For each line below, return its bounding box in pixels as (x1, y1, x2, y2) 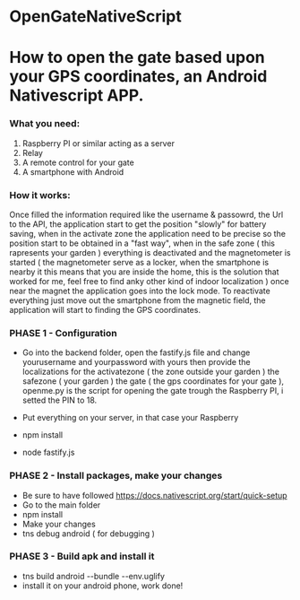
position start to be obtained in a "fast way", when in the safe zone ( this (9, 238, 276, 248)
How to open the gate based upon (9, 48, 266, 68)
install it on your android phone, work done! (21, 580, 184, 591)
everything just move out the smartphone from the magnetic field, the (9, 294, 266, 306)
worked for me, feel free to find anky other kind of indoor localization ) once (9, 275, 289, 286)
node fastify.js (21, 447, 75, 458)
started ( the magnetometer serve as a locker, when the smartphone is (9, 257, 270, 267)
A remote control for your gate (21, 157, 134, 168)
